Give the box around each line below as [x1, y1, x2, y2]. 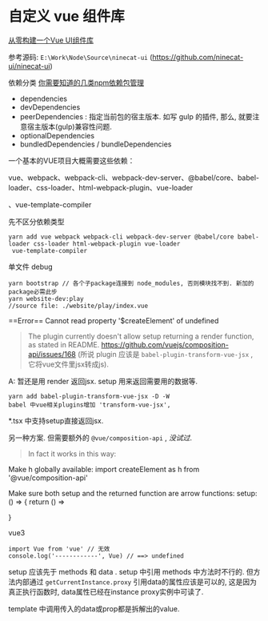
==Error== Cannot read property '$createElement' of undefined [8, 315, 219, 325]
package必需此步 [8, 287, 58, 296]
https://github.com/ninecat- [151, 52, 244, 62]
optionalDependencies [19, 130, 94, 140]
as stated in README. [27, 339, 100, 349]
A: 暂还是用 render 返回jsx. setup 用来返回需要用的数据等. [8, 376, 198, 386]
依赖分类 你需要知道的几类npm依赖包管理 [8, 78, 145, 87]
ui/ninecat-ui [8, 61, 50, 70]
